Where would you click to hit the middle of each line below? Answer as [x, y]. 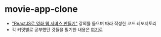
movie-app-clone [41, 9]
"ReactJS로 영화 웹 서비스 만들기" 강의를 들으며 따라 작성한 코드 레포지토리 [84, 23]
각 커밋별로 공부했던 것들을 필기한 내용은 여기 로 [57, 29]
